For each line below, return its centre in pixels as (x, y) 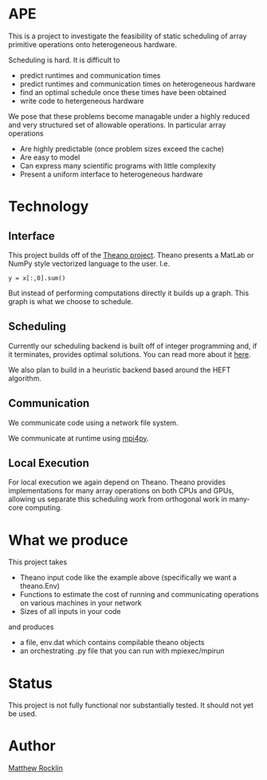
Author (32, 746)
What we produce (69, 540)
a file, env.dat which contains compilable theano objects (112, 643)
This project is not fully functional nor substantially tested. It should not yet (131, 705)
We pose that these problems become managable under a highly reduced (129, 116)
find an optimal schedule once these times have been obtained (123, 92)
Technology (49, 206)
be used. (23, 714)
